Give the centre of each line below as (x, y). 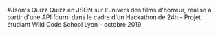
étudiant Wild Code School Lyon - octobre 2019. (75, 24)
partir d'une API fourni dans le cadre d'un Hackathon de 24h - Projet (104, 17)
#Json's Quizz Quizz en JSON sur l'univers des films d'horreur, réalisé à (109, 10)
